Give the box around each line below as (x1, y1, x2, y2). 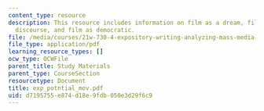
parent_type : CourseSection (8, 70, 101, 77)
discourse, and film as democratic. (15, 26, 135, 34)
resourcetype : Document (8, 77, 86, 84)
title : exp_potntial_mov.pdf (8, 84, 104, 92)
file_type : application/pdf (8, 41, 101, 48)
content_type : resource (8, 11, 86, 20)
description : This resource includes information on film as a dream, (8, 19, 244, 27)
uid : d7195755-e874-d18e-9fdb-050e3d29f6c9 (8, 91, 153, 99)
